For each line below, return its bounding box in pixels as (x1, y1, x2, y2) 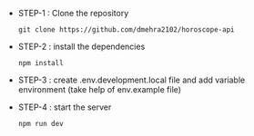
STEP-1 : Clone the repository (17, 8, 129, 18)
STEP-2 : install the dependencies (17, 41, 146, 52)
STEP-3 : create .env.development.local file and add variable (17, 74, 246, 85)
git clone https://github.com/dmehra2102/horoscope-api (17, 25, 235, 34)
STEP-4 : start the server (17, 102, 112, 112)
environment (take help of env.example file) (17, 84, 182, 94)
